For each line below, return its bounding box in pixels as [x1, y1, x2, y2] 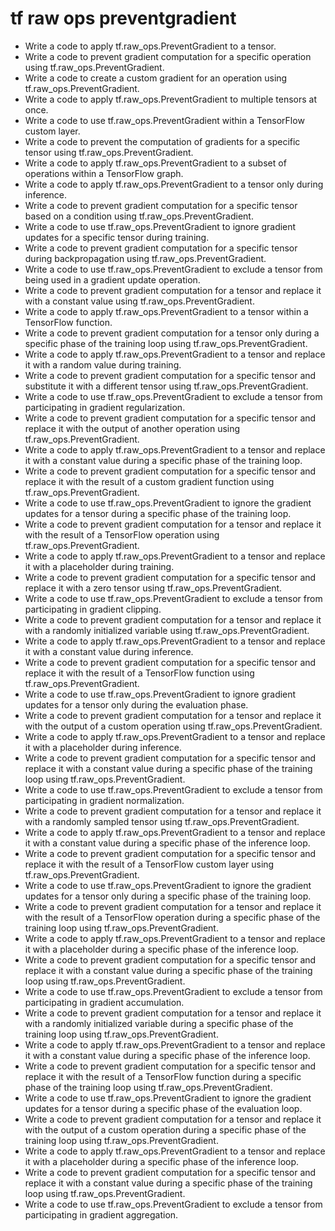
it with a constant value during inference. [24, 645, 194, 657]
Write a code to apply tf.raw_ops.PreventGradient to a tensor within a [24, 305, 309, 317]
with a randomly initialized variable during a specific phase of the [24, 1017, 294, 1029]
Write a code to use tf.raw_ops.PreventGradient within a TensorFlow [24, 114, 305, 126]
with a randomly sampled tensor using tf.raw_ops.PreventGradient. [24, 815, 300, 827]
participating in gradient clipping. [24, 603, 162, 615]
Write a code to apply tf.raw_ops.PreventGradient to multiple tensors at [24, 93, 318, 105]
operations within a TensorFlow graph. [24, 167, 184, 179]
